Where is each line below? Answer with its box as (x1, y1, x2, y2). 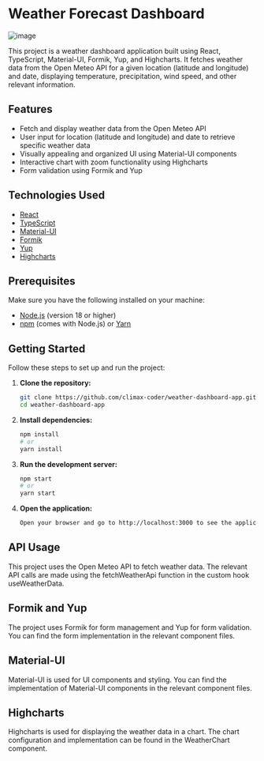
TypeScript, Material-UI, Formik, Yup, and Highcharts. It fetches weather (8, 55, 244, 64)
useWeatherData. (8, 578, 65, 588)
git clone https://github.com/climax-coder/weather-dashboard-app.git (19, 394, 257, 401)
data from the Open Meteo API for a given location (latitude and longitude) (8, 62, 249, 72)
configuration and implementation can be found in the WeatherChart (8, 736, 230, 745)
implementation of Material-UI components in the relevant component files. (8, 683, 252, 692)
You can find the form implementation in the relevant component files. (8, 631, 235, 640)
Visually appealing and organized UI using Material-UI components (19, 149, 238, 158)
